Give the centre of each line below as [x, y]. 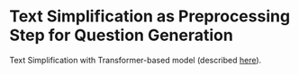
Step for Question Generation [122, 35]
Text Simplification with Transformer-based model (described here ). [136, 60]
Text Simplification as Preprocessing [150, 16]
